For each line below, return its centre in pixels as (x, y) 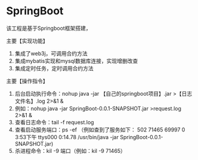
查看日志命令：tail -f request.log (54, 122)
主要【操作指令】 (27, 81)
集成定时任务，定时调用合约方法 (54, 68)
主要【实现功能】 (27, 40)
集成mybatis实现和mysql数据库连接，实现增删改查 (76, 61)
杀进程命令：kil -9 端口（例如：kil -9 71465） (70, 150)
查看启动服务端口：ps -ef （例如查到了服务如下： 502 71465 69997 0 (100, 130)
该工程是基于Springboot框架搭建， (49, 28)
